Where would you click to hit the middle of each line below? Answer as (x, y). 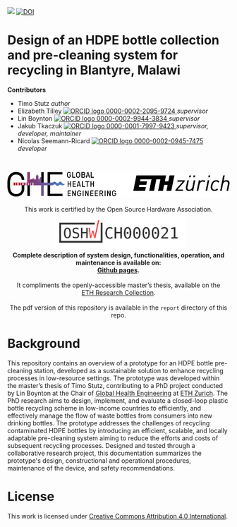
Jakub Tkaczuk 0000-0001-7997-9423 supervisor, (113, 126)
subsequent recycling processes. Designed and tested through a (101, 445)
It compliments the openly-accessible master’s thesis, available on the (119, 285)
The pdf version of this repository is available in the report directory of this (119, 308)
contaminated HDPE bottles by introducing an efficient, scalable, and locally (117, 430)
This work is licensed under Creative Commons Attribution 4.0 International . (117, 516)
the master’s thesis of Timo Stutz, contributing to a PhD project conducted (115, 385)
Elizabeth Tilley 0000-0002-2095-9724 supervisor (113, 111)
